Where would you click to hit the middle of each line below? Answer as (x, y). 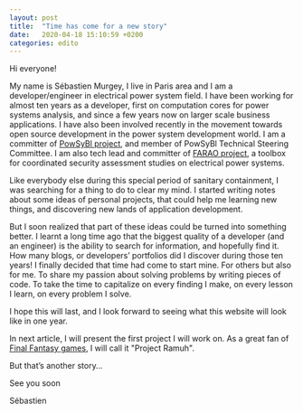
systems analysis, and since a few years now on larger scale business (140, 115)
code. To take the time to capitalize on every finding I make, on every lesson (151, 285)
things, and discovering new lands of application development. (126, 210)
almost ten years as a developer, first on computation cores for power (139, 106)
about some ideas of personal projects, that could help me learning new (143, 200)
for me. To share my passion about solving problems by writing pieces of (145, 275)
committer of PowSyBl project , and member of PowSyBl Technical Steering (149, 144)
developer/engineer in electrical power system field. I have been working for (151, 96)
